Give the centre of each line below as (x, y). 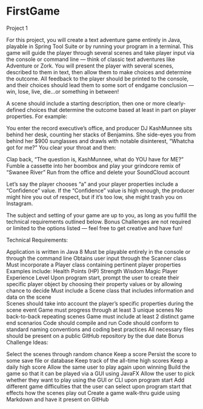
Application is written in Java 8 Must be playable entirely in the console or (98, 251)
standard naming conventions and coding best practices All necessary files (100, 329)
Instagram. (20, 203)
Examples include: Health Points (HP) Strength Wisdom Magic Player (92, 271)
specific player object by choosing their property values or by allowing (94, 284)
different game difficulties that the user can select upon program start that (99, 386)
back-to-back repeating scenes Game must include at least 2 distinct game (100, 316)
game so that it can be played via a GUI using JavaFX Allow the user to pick (101, 373)
